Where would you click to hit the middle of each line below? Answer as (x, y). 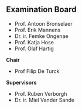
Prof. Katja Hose (34, 42)
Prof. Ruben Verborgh (41, 93)
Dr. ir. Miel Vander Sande (45, 100)
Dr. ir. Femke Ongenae (41, 36)
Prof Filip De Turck (37, 71)
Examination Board (41, 10)
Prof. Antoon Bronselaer (44, 23)
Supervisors (21, 82)
